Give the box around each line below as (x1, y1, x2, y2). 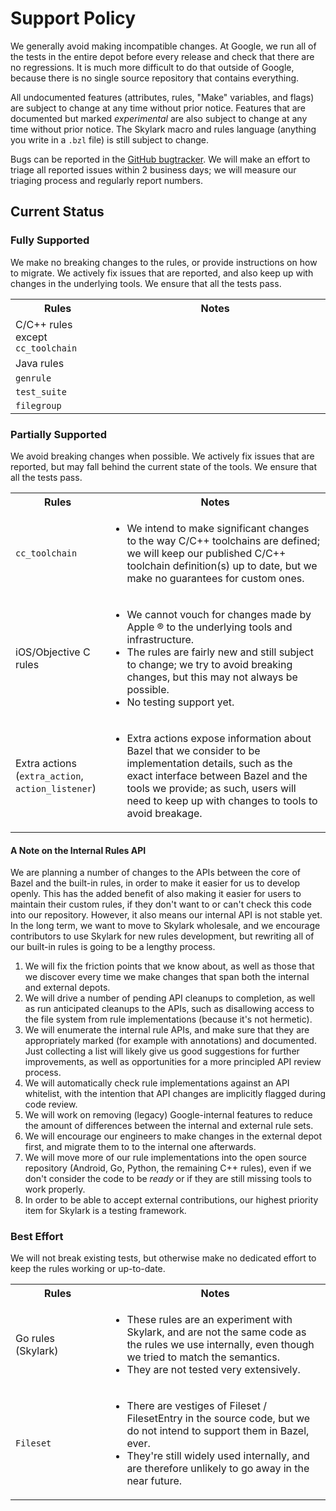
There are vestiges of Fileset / (126, 1399, 268, 1413)
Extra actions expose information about (126, 731, 312, 745)
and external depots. (24, 982, 111, 994)
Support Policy (10, 7, 137, 30)
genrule (15, 372, 52, 384)
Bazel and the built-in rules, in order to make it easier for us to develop (10, 877, 301, 889)
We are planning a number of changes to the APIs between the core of (10, 867, 302, 879)
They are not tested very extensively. (126, 1363, 301, 1377)
